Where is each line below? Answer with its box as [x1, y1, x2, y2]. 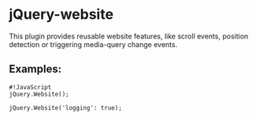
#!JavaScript [9, 83, 52, 91]
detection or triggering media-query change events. [9, 39, 178, 49]
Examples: [9, 63, 62, 76]
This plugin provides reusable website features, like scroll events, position [9, 31, 249, 41]
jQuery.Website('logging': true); [9, 104, 123, 111]
